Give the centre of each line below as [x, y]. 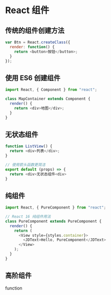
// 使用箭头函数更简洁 [25, 165]
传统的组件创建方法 [35, 30]
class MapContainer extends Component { [48, 99]
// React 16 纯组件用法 [28, 217]
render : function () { [32, 47]
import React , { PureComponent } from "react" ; [56, 208]
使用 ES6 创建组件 [33, 78]
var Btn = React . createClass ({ [38, 42]
